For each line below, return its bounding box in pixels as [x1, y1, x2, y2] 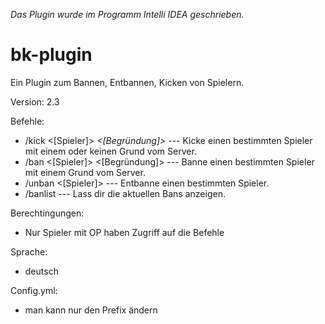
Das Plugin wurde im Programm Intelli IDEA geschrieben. [10, 9, 245, 20]
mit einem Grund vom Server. [24, 166, 146, 178]
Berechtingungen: [10, 207, 85, 219]
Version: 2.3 [10, 95, 60, 108]
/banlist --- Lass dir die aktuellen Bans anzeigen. [24, 187, 226, 199]
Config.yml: [10, 284, 58, 296]
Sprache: [10, 245, 48, 258]
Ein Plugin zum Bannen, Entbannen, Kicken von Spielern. [10, 76, 245, 88]
